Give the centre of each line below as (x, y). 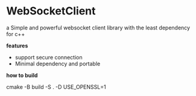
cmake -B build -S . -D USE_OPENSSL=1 (56, 87)
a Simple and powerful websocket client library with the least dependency (98, 28)
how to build (22, 75)
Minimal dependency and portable (58, 64)
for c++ (16, 34)
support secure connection (49, 57)
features (17, 46)
